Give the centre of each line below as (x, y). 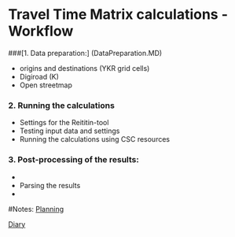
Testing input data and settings (70, 131)
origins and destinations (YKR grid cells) (84, 68)
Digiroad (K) (39, 76)
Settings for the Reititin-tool (64, 123)
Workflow (41, 31)
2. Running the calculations (62, 106)
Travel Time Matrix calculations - (118, 15)
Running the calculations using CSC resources (95, 139)
